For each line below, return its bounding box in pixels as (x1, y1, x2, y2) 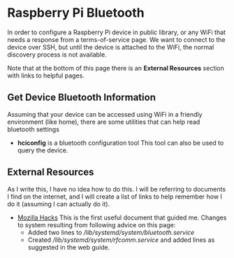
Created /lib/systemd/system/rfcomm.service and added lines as (27, 236, 215, 244)
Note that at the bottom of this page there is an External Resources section (7, 64, 225, 72)
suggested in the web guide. (27, 243, 110, 251)
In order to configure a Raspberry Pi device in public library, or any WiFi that (7, 28, 226, 36)
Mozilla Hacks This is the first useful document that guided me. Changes (17, 213, 227, 222)
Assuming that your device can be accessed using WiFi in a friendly (7, 110, 203, 118)
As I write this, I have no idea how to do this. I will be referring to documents (7, 185, 226, 193)
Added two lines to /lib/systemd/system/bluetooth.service (27, 228, 195, 236)
